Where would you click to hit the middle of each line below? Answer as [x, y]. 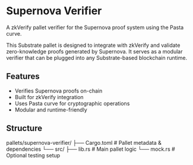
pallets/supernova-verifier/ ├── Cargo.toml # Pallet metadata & [84, 142]
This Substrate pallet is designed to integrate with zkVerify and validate [93, 45]
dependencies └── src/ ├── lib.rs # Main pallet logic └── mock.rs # [91, 149]
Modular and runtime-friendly [51, 110]
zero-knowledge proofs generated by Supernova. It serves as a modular [94, 51]
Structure [24, 128]
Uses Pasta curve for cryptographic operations [72, 103]
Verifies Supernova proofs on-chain [58, 91]
